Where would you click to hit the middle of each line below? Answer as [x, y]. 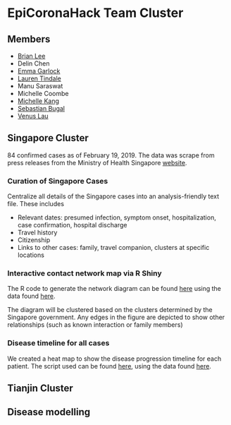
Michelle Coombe [43, 94]
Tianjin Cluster [40, 389]
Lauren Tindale [39, 78]
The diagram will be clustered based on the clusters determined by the [110, 310]
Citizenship [34, 240]
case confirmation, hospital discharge [72, 225]
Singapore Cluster [48, 138]
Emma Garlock [39, 71]
